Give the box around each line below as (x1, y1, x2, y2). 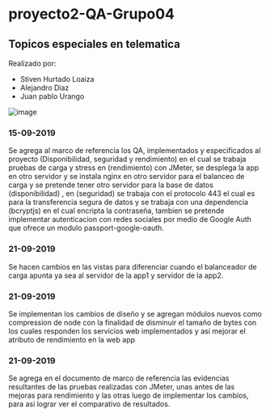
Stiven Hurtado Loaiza (19, 74, 95, 83)
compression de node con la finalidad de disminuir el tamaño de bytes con (8, 317, 257, 327)
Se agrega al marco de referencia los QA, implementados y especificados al (8, 146, 261, 155)
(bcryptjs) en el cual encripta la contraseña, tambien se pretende (8, 206, 225, 215)
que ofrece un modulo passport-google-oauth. (8, 223, 164, 233)
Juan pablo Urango (19, 91, 85, 101)
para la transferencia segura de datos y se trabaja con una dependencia (8, 198, 249, 207)
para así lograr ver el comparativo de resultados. (8, 399, 171, 409)
